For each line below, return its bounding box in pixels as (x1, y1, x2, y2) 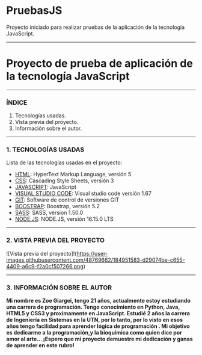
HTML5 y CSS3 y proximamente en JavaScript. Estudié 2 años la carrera (6, 310, 191, 317)
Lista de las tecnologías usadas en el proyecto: (6, 159, 123, 166)
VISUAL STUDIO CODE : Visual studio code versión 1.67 (14, 190, 152, 197)
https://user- (76, 250, 108, 257)
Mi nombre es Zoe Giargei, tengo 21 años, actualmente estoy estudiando (6, 297, 191, 304)
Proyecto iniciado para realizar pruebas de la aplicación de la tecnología (6, 23, 185, 31)
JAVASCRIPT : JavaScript (14, 184, 77, 191)
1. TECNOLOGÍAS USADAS (6, 146, 85, 154)
